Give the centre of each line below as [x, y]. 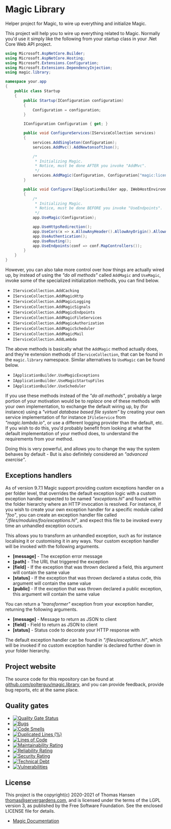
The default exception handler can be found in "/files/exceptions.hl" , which [84, 640]
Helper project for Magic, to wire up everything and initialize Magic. [76, 23]
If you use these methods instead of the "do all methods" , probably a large [83, 396]
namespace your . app [26, 82]
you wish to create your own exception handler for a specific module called [84, 509]
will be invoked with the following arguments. [53, 546]
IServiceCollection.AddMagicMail [48, 334]
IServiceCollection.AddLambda [45, 339]
